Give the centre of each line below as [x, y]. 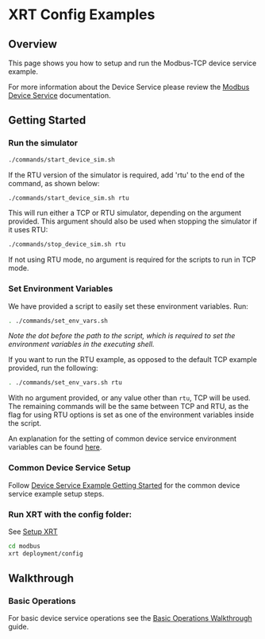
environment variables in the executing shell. [81, 345]
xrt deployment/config [46, 553]
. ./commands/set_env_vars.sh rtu [65, 383]
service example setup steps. [56, 493]
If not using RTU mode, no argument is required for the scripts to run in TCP [132, 259]
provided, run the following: [53, 368]
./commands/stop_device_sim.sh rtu [67, 244]
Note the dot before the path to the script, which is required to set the [122, 336]
